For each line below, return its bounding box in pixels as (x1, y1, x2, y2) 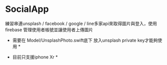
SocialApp (5, 3, 49, 15)
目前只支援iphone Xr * (12, 54, 58, 60)
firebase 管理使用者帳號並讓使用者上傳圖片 (5, 26, 93, 33)
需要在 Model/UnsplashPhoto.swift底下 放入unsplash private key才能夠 (12, 37, 158, 43)
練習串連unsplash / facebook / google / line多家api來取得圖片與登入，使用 (5, 20, 157, 26)
